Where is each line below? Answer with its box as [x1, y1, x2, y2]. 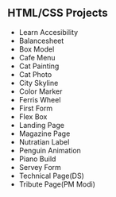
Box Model [18, 44, 55, 54]
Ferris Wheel [18, 95, 61, 104]
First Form [18, 103, 53, 113]
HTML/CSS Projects [7, 6, 108, 20]
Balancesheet [18, 36, 64, 45]
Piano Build [18, 154, 56, 164]
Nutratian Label [18, 137, 70, 146]
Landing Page [18, 120, 65, 129]
